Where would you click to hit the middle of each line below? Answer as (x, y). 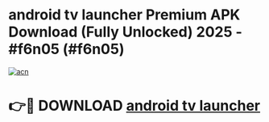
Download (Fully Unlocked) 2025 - (126, 32)
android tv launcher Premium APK (124, 15)
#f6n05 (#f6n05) (66, 49)
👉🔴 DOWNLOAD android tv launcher (134, 106)
